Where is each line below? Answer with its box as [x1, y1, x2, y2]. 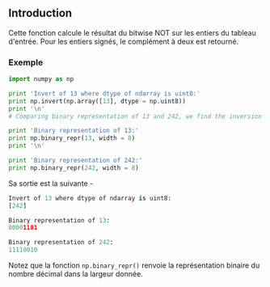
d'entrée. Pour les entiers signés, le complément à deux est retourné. [8, 36, 239, 46]
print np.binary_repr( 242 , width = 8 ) [8, 163, 139, 172]
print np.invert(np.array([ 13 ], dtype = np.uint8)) [8, 97, 186, 105]
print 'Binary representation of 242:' [8, 157, 143, 165]
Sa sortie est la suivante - [8, 178, 94, 188]
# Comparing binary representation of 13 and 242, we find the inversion [8, 112, 263, 120]
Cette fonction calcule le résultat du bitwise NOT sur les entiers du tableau [8, 27, 256, 37]
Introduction [8, 6, 73, 20]
